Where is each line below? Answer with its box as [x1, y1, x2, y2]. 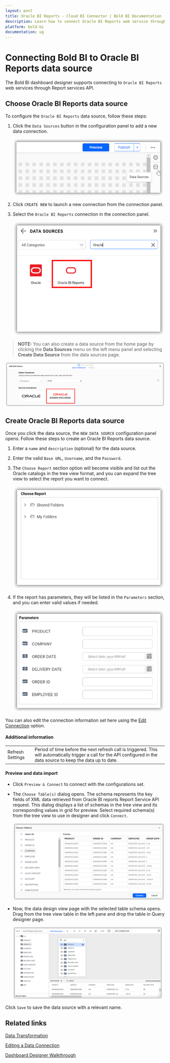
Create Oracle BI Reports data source [5, 417, 125, 425]
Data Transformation [5, 1032, 48, 1038]
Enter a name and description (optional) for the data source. [12, 445, 137, 451]
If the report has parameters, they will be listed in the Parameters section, [12, 594, 165, 600]
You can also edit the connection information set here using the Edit [5, 717, 147, 723]
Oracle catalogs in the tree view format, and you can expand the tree [12, 470, 156, 476]
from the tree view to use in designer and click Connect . [12, 813, 128, 819]
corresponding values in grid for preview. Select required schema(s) [12, 807, 155, 813]
